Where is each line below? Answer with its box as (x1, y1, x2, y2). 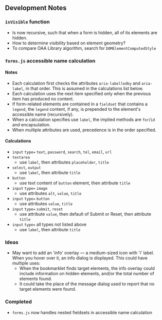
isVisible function (5, 19, 50, 25)
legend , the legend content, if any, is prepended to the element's (12, 106, 141, 112)
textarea (12, 155, 30, 160)
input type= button (12, 197, 50, 201)
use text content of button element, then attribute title (19, 180, 130, 186)
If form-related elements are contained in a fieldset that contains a (12, 101, 148, 107)
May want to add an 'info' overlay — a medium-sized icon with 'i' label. (12, 250, 154, 256)
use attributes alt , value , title (19, 190, 82, 197)
